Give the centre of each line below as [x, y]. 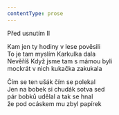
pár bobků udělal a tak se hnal [50, 96]
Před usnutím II [29, 33]
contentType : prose [35, 13]
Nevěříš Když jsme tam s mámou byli [60, 61]
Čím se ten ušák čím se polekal [51, 82]
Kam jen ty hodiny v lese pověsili [54, 46]
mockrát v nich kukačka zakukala [55, 68]
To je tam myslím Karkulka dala [52, 54]
